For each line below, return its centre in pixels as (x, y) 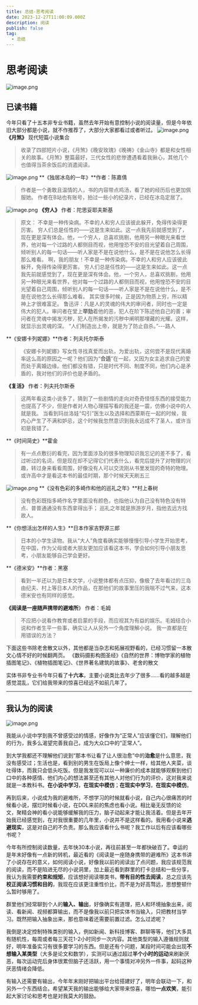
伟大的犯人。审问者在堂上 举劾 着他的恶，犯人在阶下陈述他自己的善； (103, 311)
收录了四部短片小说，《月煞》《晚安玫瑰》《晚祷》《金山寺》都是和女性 (103, 150)
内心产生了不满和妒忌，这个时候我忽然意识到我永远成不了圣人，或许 (103, 420)
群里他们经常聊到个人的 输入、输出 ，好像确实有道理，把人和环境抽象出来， (96, 904)
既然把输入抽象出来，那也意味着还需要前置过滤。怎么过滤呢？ (91, 919)
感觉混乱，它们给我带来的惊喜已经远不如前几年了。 (68, 682)
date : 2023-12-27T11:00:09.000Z (46, 17)
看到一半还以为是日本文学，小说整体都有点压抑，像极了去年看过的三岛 (106, 580)
